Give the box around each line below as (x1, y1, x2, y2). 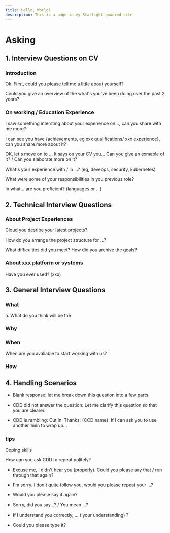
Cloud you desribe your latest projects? (5, 227, 88, 234)
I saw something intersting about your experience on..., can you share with (5, 120, 161, 126)
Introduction (5, 70, 37, 76)
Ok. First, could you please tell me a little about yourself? (5, 81, 124, 87)
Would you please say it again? (12, 491, 78, 497)
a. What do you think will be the (5, 313, 71, 319)
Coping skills (5, 447, 32, 453)
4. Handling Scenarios (5, 379, 77, 387)
